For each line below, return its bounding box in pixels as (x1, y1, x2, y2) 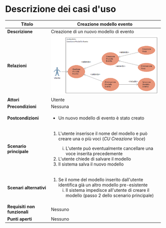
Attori (7, 97, 20, 103)
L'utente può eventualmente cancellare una (66, 145, 154, 151)
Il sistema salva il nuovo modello (58, 161, 124, 167)
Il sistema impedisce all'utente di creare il (66, 187, 150, 193)
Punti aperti (7, 216, 32, 222)
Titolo (21, 21, 34, 27)
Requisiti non (7, 204, 36, 210)
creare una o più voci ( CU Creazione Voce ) (58, 135, 146, 142)
